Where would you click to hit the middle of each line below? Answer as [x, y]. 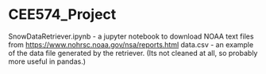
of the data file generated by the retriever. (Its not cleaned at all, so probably [133, 53]
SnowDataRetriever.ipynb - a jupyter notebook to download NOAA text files [131, 36]
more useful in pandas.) [47, 61]
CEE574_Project [62, 15]
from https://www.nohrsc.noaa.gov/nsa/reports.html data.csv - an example [131, 44]
